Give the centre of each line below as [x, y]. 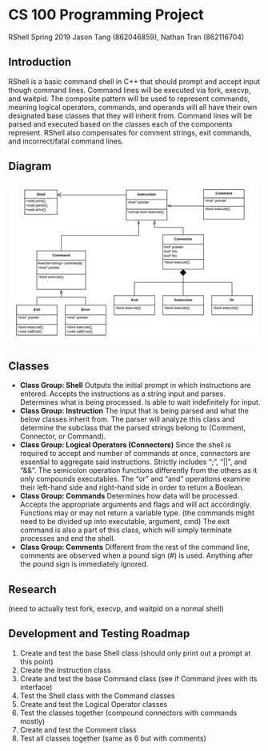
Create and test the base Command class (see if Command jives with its [138, 678]
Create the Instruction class [65, 670]
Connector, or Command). [63, 436]
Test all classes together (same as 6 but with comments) [113, 738]
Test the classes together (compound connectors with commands [128, 713]
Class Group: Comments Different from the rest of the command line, [135, 547]
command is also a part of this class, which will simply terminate [126, 530]
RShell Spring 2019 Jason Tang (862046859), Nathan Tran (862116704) [126, 37]
